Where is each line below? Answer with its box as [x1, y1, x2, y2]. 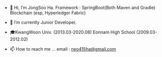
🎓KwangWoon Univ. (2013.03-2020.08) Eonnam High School [9, 29, 135, 35]
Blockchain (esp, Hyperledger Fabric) [9, 10, 86, 16]
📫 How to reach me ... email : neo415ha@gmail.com [9, 46, 116, 52]
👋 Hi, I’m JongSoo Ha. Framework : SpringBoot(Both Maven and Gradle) [9, 5, 156, 10]
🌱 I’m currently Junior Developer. [9, 20, 77, 25]
